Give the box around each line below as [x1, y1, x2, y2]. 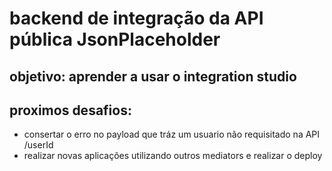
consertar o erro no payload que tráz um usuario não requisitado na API [23, 128, 321, 141]
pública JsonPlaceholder [9, 28, 221, 51]
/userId [23, 139, 54, 151]
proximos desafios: [9, 102, 132, 119]
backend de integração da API [9, 7, 264, 30]
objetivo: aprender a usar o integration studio [9, 68, 297, 85]
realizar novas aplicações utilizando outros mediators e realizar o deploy [23, 150, 323, 162]
